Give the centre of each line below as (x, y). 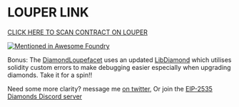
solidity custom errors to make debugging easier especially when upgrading (119, 67)
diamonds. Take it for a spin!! (50, 75)
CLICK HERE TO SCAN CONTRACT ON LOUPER (78, 32)
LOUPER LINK (48, 12)
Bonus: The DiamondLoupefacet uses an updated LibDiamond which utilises (119, 60)
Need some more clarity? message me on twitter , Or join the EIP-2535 (110, 88)
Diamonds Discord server (45, 96)
